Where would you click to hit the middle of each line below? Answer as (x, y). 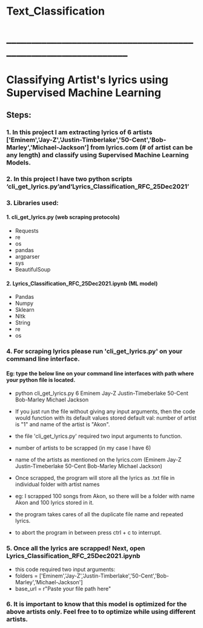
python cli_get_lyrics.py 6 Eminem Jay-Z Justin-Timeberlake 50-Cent (102, 394)
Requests (27, 230)
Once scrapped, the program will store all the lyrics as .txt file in (95, 478)
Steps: (19, 114)
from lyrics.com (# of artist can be (141, 147)
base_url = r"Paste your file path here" (63, 589)
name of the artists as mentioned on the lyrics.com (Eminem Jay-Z (98, 460)
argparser (27, 256)
